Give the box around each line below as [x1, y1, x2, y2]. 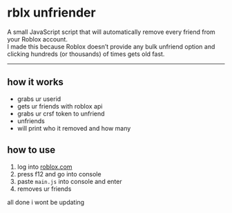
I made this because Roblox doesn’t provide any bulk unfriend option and [7, 42, 215, 50]
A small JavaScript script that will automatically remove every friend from [7, 28, 215, 36]
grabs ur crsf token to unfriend [17, 109, 105, 118]
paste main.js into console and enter [17, 177, 122, 185]
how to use [7, 144, 56, 156]
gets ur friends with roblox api [17, 102, 103, 110]
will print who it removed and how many [17, 124, 131, 132]
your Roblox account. [7, 35, 68, 43]
